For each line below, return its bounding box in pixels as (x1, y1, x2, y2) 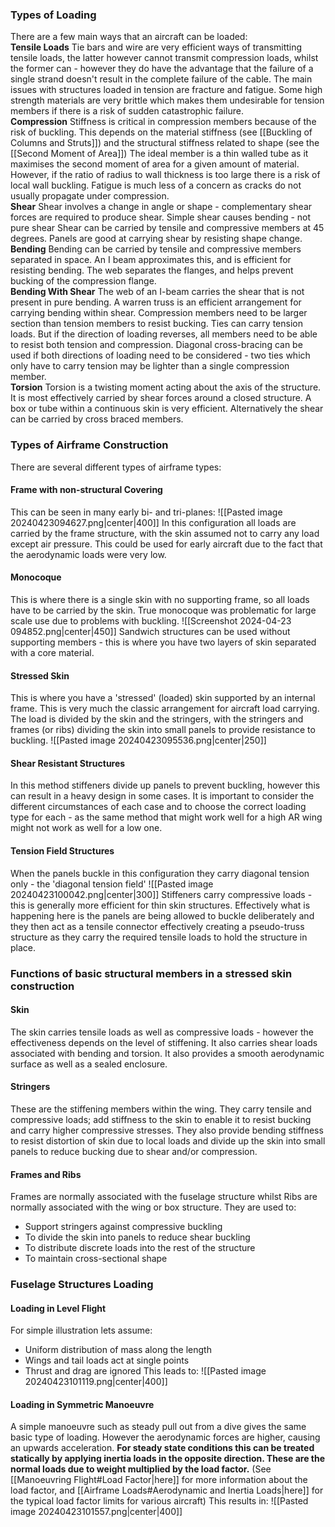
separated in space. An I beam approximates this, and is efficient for (10, 254, 292, 266)
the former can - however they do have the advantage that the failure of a (10, 63, 314, 75)
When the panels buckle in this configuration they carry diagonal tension (10, 867, 310, 879)
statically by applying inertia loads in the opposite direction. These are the (10, 1453, 326, 1465)
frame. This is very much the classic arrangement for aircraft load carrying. (10, 703, 320, 715)
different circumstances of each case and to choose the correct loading (10, 801, 307, 813)
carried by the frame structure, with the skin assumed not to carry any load (10, 527, 320, 539)
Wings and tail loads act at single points (24, 1354, 190, 1367)
